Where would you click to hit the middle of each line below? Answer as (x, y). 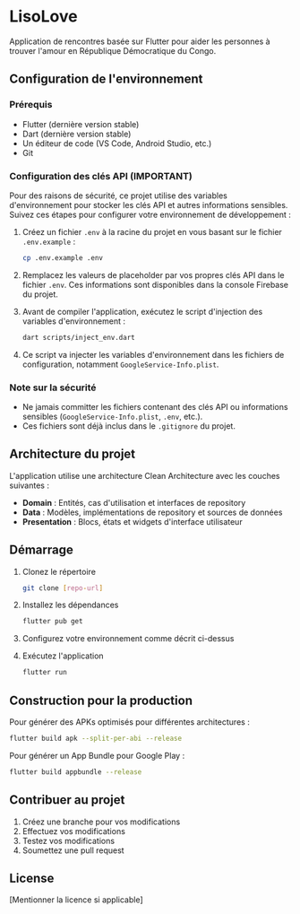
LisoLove (43, 17)
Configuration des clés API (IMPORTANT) (101, 176)
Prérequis (31, 105)
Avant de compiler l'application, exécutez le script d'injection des (142, 311)
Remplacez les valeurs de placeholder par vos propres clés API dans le (153, 274)
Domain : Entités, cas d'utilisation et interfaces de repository (134, 502)
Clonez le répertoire (59, 571)
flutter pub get (52, 622)
